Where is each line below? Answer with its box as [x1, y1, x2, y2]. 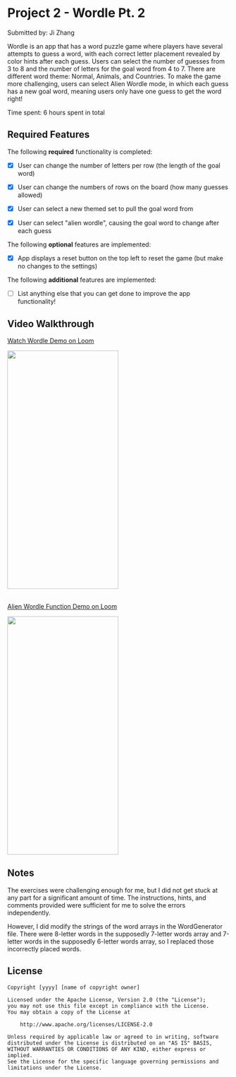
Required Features [7, 129, 90, 141]
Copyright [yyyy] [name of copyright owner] [7, 984, 140, 991]
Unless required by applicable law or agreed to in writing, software [7, 1033, 219, 1040]
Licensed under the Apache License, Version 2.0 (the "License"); [7, 996, 206, 1004]
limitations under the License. [7, 1064, 102, 1071]
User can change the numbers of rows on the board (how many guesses [17, 182, 229, 191]
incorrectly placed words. [7, 944, 82, 953]
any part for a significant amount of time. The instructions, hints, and [7, 893, 206, 902]
